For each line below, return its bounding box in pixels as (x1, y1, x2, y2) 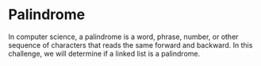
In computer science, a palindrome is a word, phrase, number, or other (8, 32, 239, 41)
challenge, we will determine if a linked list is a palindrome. (8, 49, 201, 58)
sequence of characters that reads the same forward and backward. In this (8, 40, 253, 49)
